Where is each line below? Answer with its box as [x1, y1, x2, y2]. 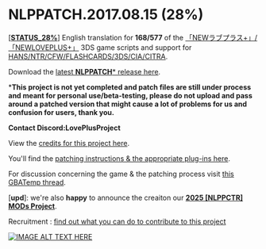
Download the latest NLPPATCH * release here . [8, 67, 161, 76]
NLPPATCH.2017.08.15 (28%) [8, 6, 204, 24]
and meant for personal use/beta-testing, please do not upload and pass [8, 90, 253, 100]
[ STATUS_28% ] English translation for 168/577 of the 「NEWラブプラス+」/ [8, 33, 258, 42]
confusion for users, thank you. [8, 107, 115, 117]
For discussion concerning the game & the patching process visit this [8, 169, 234, 178]
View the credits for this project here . [8, 138, 129, 147]
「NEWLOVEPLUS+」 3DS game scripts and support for [8, 42, 192, 52]
